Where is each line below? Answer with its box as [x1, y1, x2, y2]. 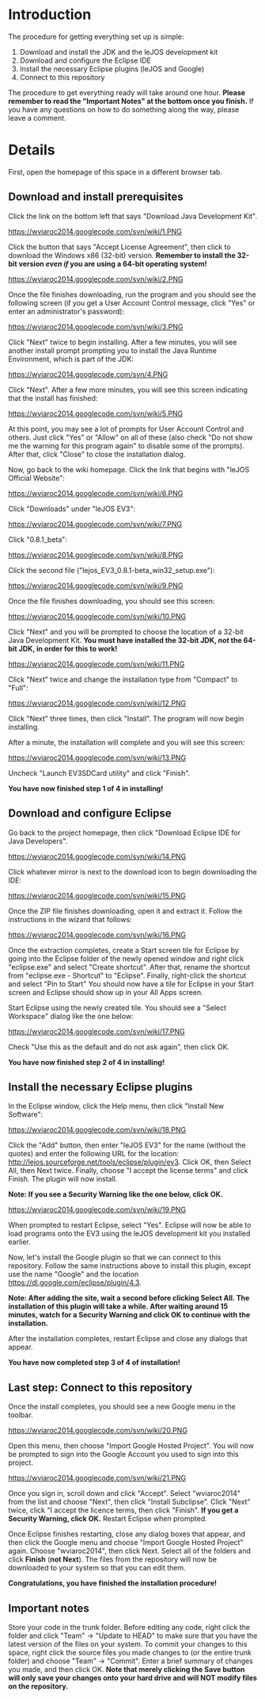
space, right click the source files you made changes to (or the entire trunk [8, 1647, 252, 1657]
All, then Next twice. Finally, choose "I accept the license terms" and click [8, 1166, 248, 1175]
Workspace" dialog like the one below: [8, 1011, 134, 1021]
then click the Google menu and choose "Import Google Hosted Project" [8, 1538, 244, 1547]
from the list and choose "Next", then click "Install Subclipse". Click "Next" [8, 1497, 251, 1507]
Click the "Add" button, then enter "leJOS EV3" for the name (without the [8, 1140, 246, 1150]
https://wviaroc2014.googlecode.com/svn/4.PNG [8, 369, 168, 379]
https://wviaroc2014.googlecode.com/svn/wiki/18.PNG [8, 1125, 187, 1135]
